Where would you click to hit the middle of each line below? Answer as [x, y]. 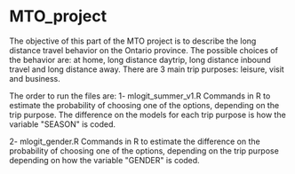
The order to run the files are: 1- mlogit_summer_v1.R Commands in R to [140, 96]
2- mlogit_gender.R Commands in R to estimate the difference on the [135, 141]
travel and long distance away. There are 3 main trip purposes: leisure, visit [147, 69]
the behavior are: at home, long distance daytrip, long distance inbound [140, 59]
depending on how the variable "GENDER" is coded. [104, 160]
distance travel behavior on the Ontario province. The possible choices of [144, 50]
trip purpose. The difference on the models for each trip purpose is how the [147, 115]
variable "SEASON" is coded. [63, 124]
